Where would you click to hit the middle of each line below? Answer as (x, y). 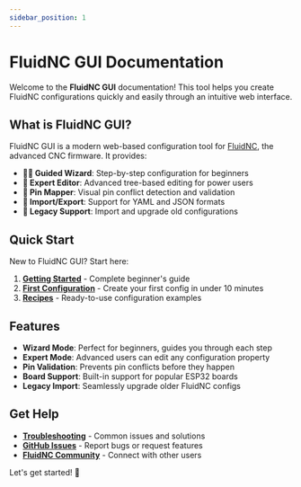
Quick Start (42, 239)
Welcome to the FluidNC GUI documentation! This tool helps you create (142, 87)
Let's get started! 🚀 (45, 472)
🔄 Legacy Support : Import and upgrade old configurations (130, 211)
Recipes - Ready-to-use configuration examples (112, 298)
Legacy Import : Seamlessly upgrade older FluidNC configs (131, 386)
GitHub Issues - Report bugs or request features (113, 445)
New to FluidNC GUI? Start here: (69, 261)
